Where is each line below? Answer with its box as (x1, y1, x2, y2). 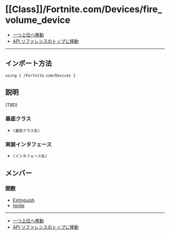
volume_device (5, 14, 71, 26)
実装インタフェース (5, 141, 52, 148)
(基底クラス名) (12, 128, 40, 133)
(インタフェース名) (12, 154, 48, 159)
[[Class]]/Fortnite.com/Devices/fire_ (5, 4, 162, 15)
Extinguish (12, 197, 35, 203)
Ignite (12, 202, 25, 209)
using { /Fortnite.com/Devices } (5, 73, 76, 78)
